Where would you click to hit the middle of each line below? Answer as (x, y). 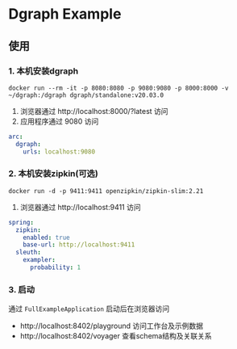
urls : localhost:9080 (59, 151)
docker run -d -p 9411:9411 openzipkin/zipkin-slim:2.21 (106, 191)
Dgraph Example (65, 14)
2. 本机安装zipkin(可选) (53, 174)
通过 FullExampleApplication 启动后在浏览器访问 (89, 309)
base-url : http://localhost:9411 (79, 245)
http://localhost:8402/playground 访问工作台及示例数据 (112, 326)
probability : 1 (55, 267)
